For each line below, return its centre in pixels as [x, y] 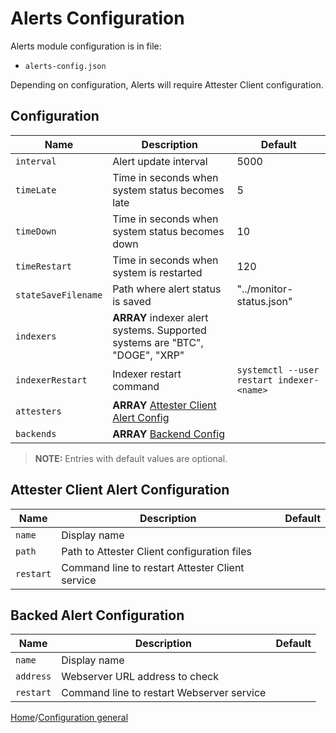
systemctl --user [278, 370]
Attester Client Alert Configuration [120, 490]
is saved [132, 301]
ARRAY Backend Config [169, 434]
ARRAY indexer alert [160, 317]
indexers [36, 336]
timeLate [36, 190]
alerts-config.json [65, 66]
